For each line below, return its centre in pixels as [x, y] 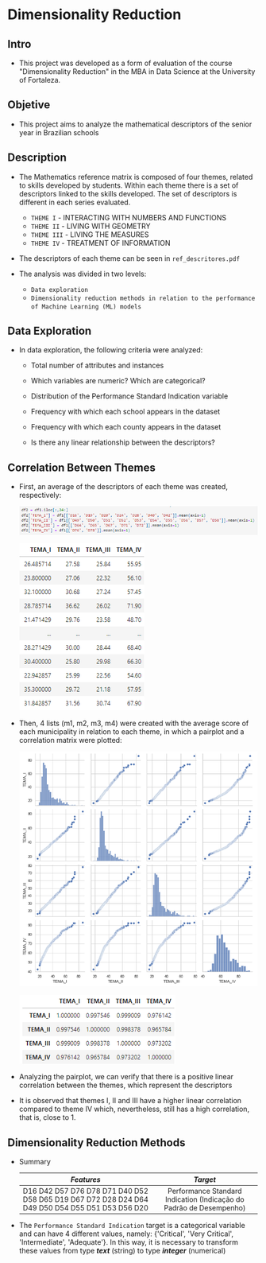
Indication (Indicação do [204, 1199]
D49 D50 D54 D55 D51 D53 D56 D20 [85, 1207]
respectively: [40, 495]
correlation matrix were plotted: [70, 740]
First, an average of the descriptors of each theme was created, [123, 487]
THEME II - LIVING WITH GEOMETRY [91, 226]
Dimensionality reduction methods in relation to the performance [143, 298]
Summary [35, 1162]
